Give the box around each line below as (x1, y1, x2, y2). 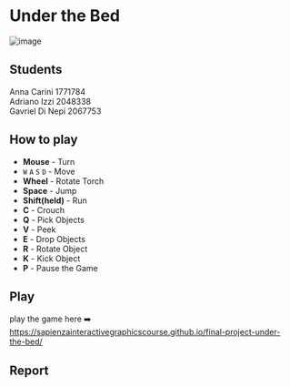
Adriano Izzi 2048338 (9, 96, 92, 107)
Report (9, 362, 49, 378)
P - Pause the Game (22, 262, 98, 273)
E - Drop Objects (22, 233, 86, 244)
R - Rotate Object (22, 243, 88, 254)
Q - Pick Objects (22, 214, 85, 225)
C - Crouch (22, 204, 65, 215)
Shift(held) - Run (22, 195, 88, 206)
